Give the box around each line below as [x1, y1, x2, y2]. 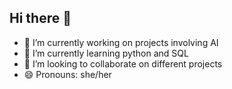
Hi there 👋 [9, 10, 72, 27]
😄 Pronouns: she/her [23, 68, 112, 80]
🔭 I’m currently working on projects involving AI [23, 36, 219, 48]
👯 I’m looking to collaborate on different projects [23, 57, 223, 70]
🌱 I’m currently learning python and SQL [23, 47, 189, 59]
